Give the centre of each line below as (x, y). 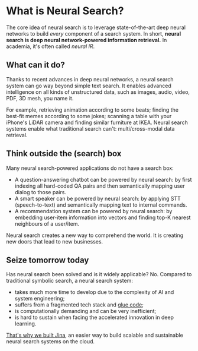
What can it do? (35, 65)
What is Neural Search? (65, 11)
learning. (25, 324)
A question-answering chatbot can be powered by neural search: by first (103, 179)
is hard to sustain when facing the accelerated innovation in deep (94, 317)
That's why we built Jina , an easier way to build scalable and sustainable (95, 335)
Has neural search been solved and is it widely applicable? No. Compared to (99, 274)
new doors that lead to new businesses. (55, 241)
